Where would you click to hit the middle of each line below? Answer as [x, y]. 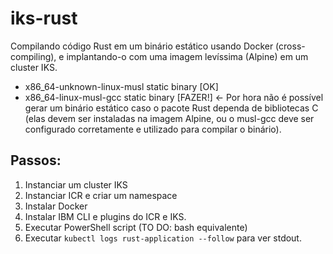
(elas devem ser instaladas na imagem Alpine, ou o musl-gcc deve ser [169, 118]
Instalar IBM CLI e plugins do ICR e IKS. [105, 216]
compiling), [33, 56]
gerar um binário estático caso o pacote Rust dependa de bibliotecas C [171, 108]
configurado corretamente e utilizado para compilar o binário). [153, 129]
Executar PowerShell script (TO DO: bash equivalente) [136, 227]
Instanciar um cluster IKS [76, 184]
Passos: [36, 160]
